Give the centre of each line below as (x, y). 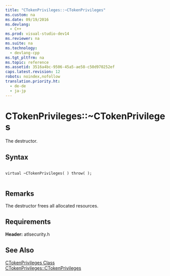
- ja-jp (18, 91)
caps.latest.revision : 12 (33, 72)
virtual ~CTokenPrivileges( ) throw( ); (49, 174)
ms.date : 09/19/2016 (27, 19)
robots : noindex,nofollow (33, 77)
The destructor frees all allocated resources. (52, 206)
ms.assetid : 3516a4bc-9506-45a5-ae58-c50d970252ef (60, 67)
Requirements (28, 222)
